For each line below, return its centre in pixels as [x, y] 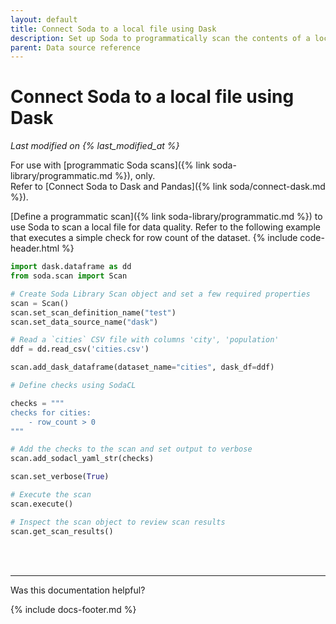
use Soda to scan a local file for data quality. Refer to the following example [165, 227]
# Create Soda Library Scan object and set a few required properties [160, 294]
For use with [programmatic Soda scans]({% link [110, 165]
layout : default [44, 19]
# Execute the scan [51, 495]
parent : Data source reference [75, 47]
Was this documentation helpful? [78, 590]
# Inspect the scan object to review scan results [118, 522]
